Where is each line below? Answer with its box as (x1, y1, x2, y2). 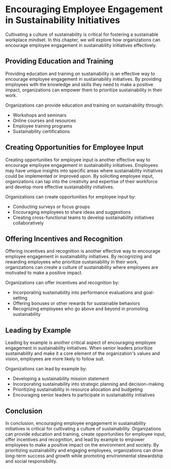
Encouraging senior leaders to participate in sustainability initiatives (12, 392, 155, 398)
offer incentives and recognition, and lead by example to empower (5, 436, 145, 442)
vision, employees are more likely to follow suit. (5, 356, 105, 362)
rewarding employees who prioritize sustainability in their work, (5, 259, 139, 265)
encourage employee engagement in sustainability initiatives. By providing (5, 76, 162, 82)
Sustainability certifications (12, 128, 70, 134)
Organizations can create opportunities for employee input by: (5, 193, 136, 200)
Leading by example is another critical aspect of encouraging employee (5, 339, 156, 345)
